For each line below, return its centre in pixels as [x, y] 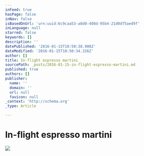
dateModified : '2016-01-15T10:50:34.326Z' [49, 51]
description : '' [22, 42]
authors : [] [17, 74]
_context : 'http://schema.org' [37, 102]
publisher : [16, 78]
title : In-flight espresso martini [42, 60]
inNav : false [18, 19]
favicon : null [24, 97]
